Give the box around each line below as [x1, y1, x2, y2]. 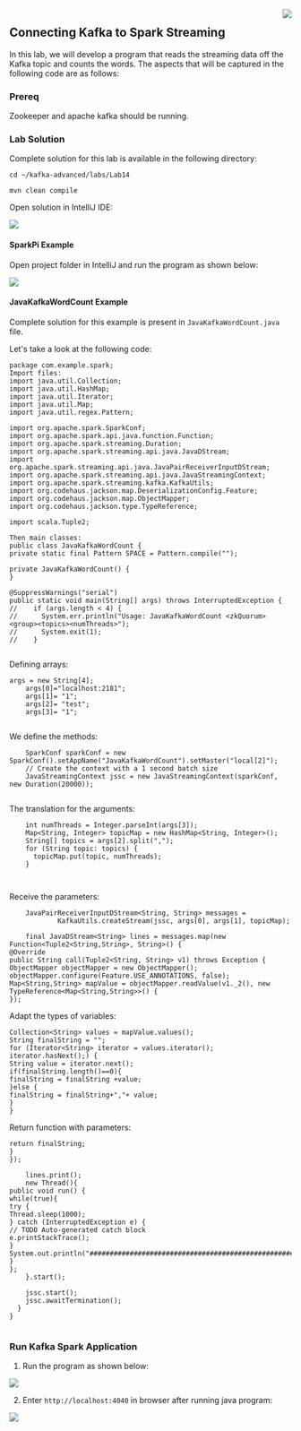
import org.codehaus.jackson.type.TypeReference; [9, 502, 199, 511]
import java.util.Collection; [9, 376, 123, 385]
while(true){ [9, 1194, 58, 1203]
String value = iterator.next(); [9, 1059, 134, 1068]
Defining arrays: [9, 659, 69, 669]
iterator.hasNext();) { [9, 1051, 99, 1060]
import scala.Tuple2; [9, 517, 90, 527]
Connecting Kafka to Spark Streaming [9, 25, 226, 40]
